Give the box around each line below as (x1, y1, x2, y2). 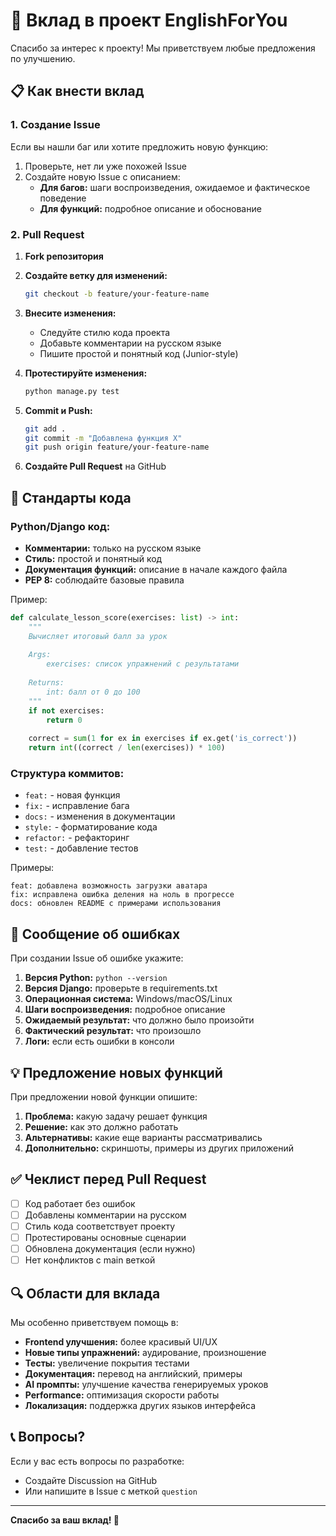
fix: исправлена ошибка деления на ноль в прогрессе (10, 890, 235, 900)
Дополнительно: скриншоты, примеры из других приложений (24, 1142, 294, 1154)
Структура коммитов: (10, 767, 125, 781)
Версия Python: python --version (24, 972, 168, 984)
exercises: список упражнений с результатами (46, 659, 240, 669)
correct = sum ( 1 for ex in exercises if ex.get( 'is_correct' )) (28, 734, 298, 744)
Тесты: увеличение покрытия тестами (24, 1357, 190, 1369)
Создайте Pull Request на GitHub (24, 460, 167, 473)
